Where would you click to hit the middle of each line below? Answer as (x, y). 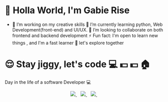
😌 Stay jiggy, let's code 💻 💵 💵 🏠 (78, 64)
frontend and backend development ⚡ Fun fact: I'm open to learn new (85, 36)
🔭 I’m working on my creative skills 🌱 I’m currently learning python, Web (87, 24)
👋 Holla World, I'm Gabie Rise (67, 10)
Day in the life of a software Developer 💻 (48, 82)
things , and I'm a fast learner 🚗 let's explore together (68, 43)
